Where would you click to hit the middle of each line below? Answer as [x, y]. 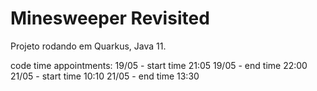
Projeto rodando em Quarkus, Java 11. [88, 46]
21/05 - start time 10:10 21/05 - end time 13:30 [105, 76]
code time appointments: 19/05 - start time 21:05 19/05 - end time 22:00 [159, 65]
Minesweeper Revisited [110, 18]
